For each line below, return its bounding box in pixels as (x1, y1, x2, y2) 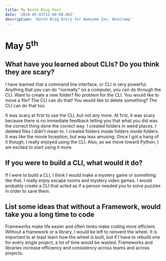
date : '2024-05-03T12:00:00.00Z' (5, 12, 75, 17)
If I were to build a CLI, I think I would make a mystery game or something (5, 172, 156, 178)
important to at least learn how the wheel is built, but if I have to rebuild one (5, 234, 161, 240)
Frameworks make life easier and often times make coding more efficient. (5, 223, 156, 229)
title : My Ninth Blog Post (5, 7, 61, 13)
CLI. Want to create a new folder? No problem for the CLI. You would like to (5, 92, 160, 98)
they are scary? (5, 68, 55, 77)
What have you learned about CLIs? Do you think (5, 60, 160, 69)
